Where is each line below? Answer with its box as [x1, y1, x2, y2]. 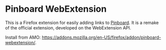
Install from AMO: [5, 34, 41, 40]
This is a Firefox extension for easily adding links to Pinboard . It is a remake [5, 20, 159, 25]
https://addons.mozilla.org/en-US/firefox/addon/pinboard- [42, 34, 161, 40]
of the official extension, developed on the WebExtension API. [5, 25, 131, 30]
